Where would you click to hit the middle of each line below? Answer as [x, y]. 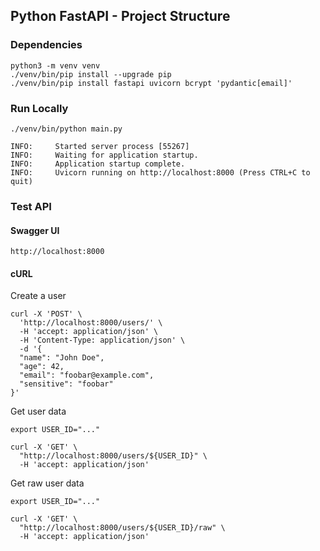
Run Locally [39, 108]
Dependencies [46, 45]
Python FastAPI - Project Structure [120, 16]
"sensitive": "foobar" [66, 384]
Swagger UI [35, 230]
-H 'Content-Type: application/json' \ [102, 340]
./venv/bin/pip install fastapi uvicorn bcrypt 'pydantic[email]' [151, 83]
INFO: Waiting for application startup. [104, 155]
